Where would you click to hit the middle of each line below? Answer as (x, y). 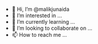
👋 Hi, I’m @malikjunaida (40, 9)
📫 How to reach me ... (39, 35)
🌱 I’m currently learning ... (43, 22)
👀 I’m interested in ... (37, 15)
